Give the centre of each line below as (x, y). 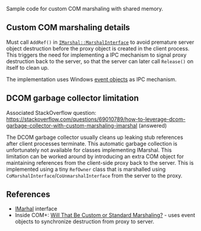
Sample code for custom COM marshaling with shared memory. (85, 9)
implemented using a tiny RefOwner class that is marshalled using (86, 169)
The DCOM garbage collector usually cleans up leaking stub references (95, 137)
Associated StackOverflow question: (51, 112)
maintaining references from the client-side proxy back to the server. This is (100, 162)
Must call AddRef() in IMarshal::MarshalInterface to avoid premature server (100, 42)
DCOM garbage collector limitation (73, 98)
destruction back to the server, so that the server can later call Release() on (100, 61)
